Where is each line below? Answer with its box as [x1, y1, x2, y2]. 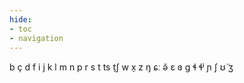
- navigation [9, 33, 64, 43]
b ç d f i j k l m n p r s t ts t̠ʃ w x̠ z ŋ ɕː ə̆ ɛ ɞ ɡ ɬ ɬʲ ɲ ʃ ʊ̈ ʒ [9, 61, 234, 73]
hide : [9, 14, 32, 25]
